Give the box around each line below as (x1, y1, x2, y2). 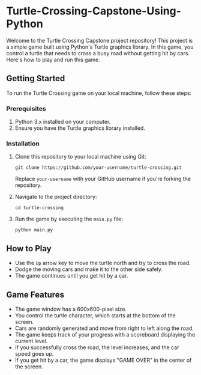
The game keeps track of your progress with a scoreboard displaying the (14, 331, 196, 338)
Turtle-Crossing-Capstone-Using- (6, 4, 182, 18)
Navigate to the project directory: (14, 194, 97, 201)
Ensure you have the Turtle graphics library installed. (14, 124, 146, 132)
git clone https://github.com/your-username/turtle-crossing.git (14, 165, 182, 171)
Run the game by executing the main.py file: (14, 215, 123, 223)
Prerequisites (6, 104, 46, 112)
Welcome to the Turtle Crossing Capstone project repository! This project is (6, 37, 193, 44)
